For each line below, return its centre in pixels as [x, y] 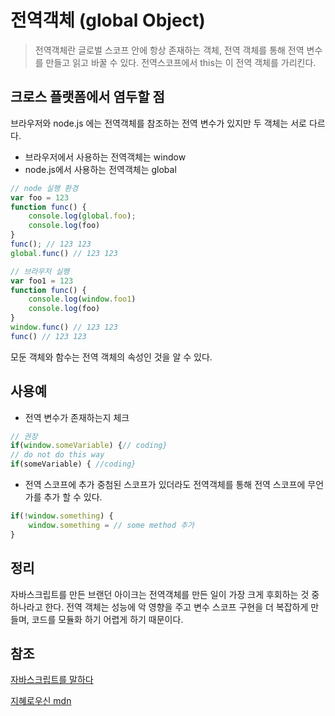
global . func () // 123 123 [64, 253]
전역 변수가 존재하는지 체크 [77, 417]
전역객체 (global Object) [108, 20]
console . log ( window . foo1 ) [82, 299]
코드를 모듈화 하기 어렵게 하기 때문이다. [107, 619]
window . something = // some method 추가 [111, 525]
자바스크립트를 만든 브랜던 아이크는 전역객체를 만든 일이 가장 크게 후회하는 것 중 [165, 594]
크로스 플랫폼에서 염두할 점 [87, 97]
